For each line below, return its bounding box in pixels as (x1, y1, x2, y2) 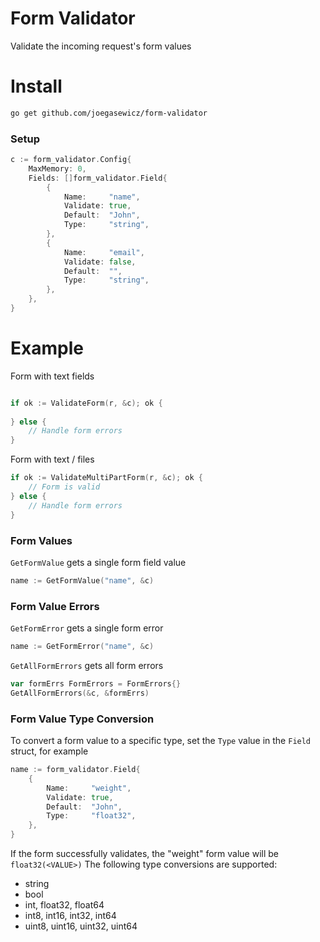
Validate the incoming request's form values (10, 40, 192, 52)
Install (10, 75, 63, 98)
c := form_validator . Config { (10, 155, 132, 165)
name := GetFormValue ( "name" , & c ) (10, 575, 155, 586)
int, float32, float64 (24, 899, 105, 911)
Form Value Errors (10, 599, 100, 613)
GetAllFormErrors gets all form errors (10, 659, 164, 671)
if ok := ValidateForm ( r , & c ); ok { (10, 398, 163, 408)
